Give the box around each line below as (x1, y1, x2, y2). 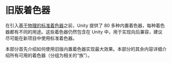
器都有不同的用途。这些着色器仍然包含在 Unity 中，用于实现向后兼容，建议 (5, 28, 163, 35)
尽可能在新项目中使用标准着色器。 (5, 35, 77, 41)
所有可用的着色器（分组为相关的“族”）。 (9, 52, 93, 58)
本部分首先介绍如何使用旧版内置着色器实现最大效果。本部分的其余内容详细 (5, 46, 162, 52)
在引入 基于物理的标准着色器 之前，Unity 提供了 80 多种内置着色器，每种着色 (5, 22, 165, 28)
